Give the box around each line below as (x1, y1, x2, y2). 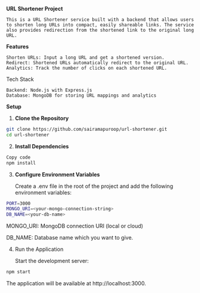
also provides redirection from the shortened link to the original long (6, 27, 195, 33)
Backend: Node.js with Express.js (6, 87, 93, 93)
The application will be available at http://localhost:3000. (6, 280, 147, 287)
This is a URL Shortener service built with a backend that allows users (6, 17, 195, 23)
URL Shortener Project (6, 5, 63, 12)
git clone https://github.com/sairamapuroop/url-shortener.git (6, 126, 168, 132)
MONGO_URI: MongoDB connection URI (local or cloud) (6, 222, 144, 230)
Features (6, 43, 29, 50)
